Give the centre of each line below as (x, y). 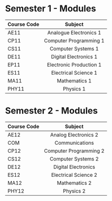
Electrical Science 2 (74, 175)
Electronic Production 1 (74, 65)
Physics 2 (74, 191)
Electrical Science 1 (74, 73)
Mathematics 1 (74, 80)
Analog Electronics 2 (74, 135)
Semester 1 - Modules (51, 9)
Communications (74, 143)
